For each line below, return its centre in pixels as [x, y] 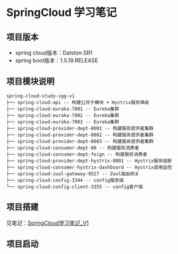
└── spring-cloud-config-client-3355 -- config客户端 [75, 187]
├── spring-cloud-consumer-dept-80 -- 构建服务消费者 [73, 148]
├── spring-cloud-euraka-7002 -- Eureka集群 [63, 115]
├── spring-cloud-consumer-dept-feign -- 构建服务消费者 [77, 154]
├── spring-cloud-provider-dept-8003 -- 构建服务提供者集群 [80, 141]
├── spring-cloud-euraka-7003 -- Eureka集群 [63, 122]
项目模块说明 [30, 82]
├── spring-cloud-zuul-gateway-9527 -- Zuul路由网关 [73, 174]
